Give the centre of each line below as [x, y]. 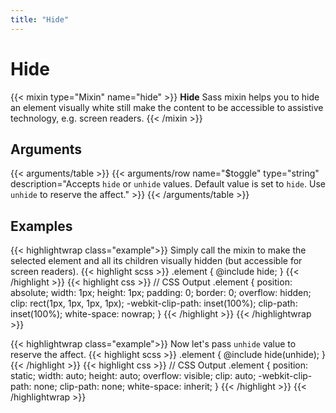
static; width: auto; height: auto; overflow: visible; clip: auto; [133, 376]
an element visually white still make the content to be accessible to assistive [167, 107]
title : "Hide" [40, 19]
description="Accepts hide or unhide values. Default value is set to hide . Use [168, 184]
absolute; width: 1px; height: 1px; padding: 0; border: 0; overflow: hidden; [161, 293]
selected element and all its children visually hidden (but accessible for [156, 261]
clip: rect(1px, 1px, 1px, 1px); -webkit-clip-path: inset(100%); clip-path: [154, 303]
